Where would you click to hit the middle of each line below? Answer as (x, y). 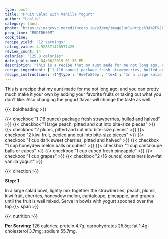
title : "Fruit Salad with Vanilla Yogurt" (50, 14)
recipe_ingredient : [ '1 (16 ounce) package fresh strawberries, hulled (81, 70)
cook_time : (16, 38)
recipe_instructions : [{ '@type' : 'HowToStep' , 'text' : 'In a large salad (84, 75)
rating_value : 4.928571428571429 (40, 47)
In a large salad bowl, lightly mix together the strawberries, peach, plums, (81, 190)
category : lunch (22, 24)
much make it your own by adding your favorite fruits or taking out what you (83, 94)
